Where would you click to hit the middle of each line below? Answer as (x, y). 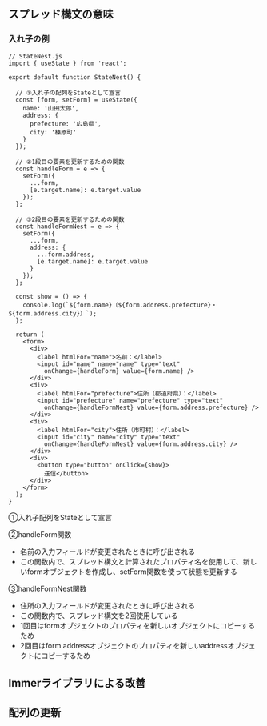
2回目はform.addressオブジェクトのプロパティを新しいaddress (124, 645)
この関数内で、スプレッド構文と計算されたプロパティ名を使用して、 (132, 561)
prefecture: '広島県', (66, 124)
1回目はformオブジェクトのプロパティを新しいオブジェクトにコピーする (137, 625)
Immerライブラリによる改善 (77, 683)
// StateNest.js (35, 56)
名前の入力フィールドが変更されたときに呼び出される (108, 552)
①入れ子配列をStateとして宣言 (60, 517)
